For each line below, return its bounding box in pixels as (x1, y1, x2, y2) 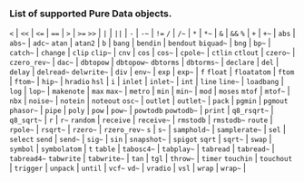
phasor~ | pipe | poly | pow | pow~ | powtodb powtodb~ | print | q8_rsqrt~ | (9, 105, 274, 116)
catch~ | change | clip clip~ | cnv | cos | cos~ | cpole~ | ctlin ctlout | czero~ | (9, 47, 296, 58)
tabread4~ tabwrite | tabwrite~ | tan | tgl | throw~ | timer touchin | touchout (9, 153, 293, 164)
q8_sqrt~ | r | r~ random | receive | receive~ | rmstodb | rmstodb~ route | (9, 114, 273, 125)
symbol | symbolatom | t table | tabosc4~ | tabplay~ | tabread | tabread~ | (9, 143, 275, 154)
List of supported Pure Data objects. (9, 7, 172, 20)
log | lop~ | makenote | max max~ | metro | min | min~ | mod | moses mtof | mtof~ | (9, 85, 290, 97)
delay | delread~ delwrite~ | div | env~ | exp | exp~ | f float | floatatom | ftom (9, 66, 295, 77)
